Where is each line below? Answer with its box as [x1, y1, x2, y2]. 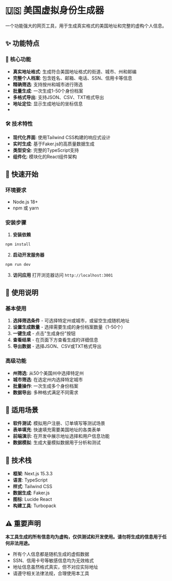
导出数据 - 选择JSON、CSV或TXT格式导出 [12, 343, 102, 350]
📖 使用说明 [5, 288, 38, 297]
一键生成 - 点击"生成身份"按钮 [12, 331, 76, 337]
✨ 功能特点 [5, 39, 40, 48]
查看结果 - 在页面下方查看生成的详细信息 [12, 337, 99, 343]
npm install [5, 242, 31, 247]
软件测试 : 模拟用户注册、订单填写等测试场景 [12, 420, 105, 427]
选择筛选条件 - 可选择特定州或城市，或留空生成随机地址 [12, 318, 130, 324]
